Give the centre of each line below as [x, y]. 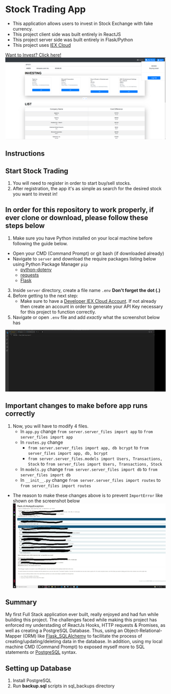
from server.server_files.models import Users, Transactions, [95, 459]
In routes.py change [42, 442]
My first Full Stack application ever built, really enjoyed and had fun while [82, 615]
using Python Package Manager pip [50, 264]
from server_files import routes [56, 486]
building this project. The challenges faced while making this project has [81, 620]
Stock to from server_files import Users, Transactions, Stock [95, 464]
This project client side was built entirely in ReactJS [67, 34]
